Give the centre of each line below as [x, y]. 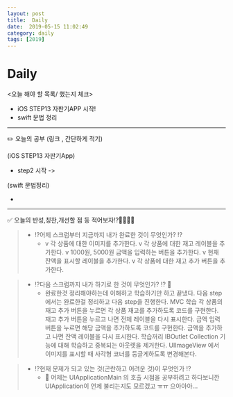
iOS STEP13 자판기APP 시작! [57, 109]
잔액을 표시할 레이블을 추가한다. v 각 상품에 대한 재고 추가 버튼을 [131, 261]
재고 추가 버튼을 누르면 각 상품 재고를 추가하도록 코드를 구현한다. [132, 311]
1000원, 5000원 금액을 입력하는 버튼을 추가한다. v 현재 [145, 252]
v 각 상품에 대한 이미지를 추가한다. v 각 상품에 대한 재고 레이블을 [131, 243]
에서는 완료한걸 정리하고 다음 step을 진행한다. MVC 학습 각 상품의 [134, 302]
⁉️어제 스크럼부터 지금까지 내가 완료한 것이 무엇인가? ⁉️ [109, 235]
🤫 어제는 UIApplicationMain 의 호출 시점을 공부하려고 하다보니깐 [132, 378]
